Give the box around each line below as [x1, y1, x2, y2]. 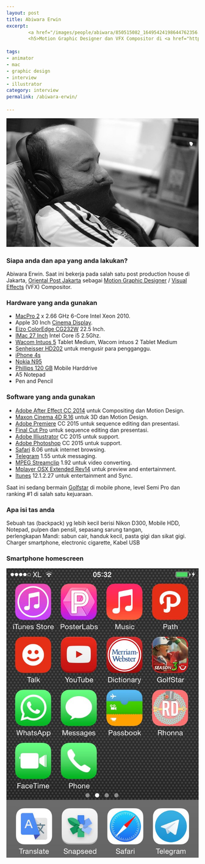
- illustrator [6, 81, 43, 87]
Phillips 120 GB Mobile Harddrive [15, 364, 98, 372]
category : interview [6, 88, 59, 94]
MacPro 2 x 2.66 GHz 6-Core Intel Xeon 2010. [15, 312, 131, 320]
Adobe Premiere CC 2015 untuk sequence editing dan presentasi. [15, 419, 180, 427]
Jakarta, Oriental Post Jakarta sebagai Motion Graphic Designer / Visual [6, 277, 187, 284]
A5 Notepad [15, 371, 46, 378]
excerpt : [6, 23, 29, 29]
